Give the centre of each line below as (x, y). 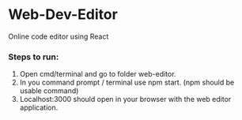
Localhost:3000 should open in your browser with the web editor (125, 99)
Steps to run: (34, 57)
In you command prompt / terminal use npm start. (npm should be (127, 82)
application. (39, 107)
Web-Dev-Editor (63, 15)
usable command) (49, 91)
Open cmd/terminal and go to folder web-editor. (98, 74)
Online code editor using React (59, 36)
